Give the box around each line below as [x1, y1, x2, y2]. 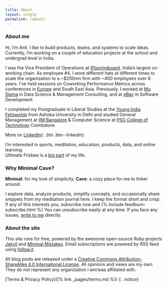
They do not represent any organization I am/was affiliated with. [5, 267, 136, 273]
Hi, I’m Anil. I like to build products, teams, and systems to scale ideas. [5, 44, 150, 50]
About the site [5, 224, 40, 231]
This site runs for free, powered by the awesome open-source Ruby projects [5, 236, 163, 242]
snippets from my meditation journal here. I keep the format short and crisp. [5, 196, 161, 202]
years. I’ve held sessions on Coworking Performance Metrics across [5, 80, 146, 86]
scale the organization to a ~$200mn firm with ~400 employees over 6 [5, 75, 151, 81]
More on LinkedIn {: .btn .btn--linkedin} [5, 132, 84, 138]
